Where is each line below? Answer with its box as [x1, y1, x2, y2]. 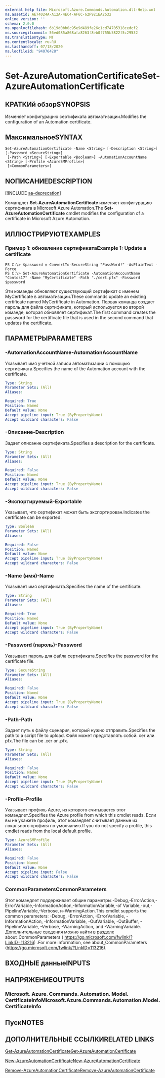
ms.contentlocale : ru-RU [5, 40, 56, 45]
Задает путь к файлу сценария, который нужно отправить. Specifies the [5, 727, 156, 733]
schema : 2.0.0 [5, 21, 35, 26]
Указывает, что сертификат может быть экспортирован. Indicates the [5, 509, 150, 515]
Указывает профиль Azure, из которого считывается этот [5, 807, 126, 813]
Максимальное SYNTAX [5, 133, 83, 141]
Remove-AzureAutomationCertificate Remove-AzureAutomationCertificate [5, 1068, 155, 1074]
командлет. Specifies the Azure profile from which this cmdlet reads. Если [5, 812, 157, 818]
